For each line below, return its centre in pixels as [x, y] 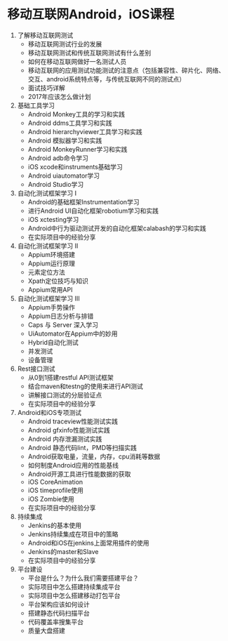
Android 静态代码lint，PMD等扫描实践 [82, 447]
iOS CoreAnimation [55, 482]
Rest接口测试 [36, 369]
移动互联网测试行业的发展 [65, 44]
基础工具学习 [36, 105]
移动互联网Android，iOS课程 [91, 14]
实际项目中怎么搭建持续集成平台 [74, 586]
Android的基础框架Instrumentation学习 [83, 201]
